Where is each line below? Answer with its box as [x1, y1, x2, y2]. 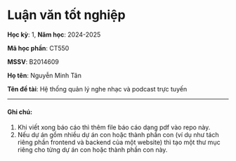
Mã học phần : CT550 [7, 44, 70, 52]
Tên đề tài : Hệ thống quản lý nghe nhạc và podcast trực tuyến [7, 84, 188, 93]
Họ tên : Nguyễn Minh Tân [7, 71, 82, 79]
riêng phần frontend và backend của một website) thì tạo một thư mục [17, 138, 221, 147]
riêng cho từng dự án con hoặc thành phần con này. [17, 146, 168, 154]
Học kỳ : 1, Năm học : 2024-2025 [7, 30, 101, 39]
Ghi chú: [7, 108, 33, 116]
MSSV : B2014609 [7, 57, 60, 66]
